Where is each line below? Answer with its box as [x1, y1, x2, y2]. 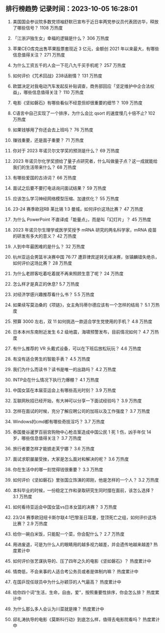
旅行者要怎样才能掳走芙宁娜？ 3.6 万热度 [12, 445, 95, 451]
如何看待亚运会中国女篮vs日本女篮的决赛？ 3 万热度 [12, 504, 117, 510]
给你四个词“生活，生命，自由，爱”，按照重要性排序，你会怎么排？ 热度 [12, 589, 156, 595]
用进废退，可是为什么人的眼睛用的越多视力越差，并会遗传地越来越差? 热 [12, 541, 158, 547]
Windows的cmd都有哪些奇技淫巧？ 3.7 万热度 [12, 418, 105, 424]
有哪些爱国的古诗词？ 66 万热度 [12, 174, 77, 180]
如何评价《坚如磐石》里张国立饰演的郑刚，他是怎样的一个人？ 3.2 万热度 [12, 477, 159, 483]
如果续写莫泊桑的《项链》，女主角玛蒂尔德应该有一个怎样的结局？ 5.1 [12, 302, 150, 308]
